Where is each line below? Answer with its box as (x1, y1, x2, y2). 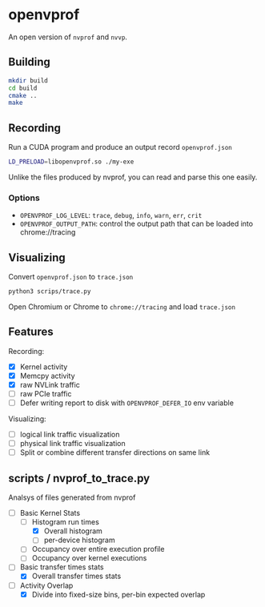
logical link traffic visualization (19, 430, 120, 440)
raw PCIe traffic (19, 388, 72, 398)
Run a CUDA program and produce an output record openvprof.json (8, 143, 232, 152)
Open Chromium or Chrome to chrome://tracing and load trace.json (8, 302, 236, 312)
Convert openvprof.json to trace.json (8, 272, 134, 282)
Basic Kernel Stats (19, 509, 81, 518)
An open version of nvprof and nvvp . (8, 32, 128, 42)
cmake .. (8, 91, 38, 99)
